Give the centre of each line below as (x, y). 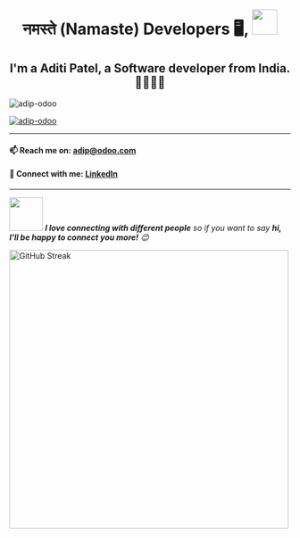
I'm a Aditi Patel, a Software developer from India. (150, 68)
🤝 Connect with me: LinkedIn (63, 174)
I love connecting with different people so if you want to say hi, (163, 228)
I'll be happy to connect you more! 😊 (79, 237)
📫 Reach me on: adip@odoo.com (73, 150)
